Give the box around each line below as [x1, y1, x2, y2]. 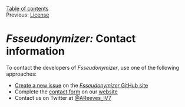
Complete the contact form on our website [14, 88, 118, 95]
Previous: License [6, 11, 49, 18]
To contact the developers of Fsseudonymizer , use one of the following [6, 64, 180, 71]
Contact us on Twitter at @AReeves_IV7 [14, 94, 112, 101]
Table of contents [6, 5, 49, 12]
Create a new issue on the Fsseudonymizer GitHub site [14, 82, 148, 89]
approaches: [6, 70, 37, 77]
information [6, 44, 65, 58]
